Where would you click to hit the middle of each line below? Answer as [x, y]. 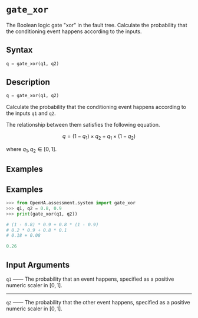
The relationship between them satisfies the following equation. [83, 125]
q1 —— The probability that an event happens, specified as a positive [90, 279]
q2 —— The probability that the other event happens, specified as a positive [98, 303]
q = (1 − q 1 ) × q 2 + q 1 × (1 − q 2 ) [99, 137]
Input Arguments [38, 265]
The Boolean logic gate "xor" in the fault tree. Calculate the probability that [97, 25]
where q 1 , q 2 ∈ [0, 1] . [32, 150]
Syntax [19, 50]
